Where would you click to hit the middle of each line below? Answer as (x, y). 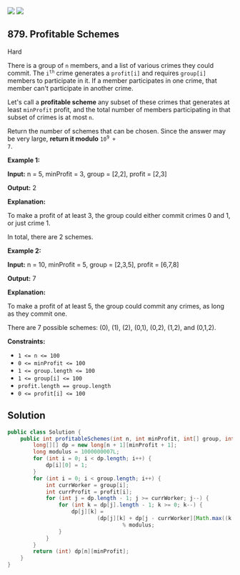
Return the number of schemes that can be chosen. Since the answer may (117, 131)
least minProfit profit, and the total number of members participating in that (119, 109)
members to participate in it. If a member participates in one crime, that (112, 80)
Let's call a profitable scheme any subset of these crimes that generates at (119, 102)
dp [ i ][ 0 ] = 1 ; (66, 465)
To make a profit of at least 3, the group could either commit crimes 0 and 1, (119, 215)
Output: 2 (22, 187)
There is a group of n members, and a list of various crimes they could (111, 65)
